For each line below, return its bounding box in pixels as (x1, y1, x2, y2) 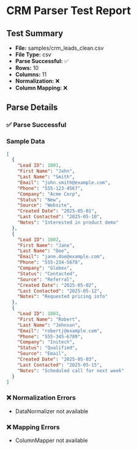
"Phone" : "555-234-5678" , (17, 259, 84, 265)
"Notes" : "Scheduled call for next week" (17, 367, 124, 374)
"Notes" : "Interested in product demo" (17, 219, 119, 226)
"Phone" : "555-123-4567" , (17, 185, 84, 191)
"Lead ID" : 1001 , (17, 162, 62, 169)
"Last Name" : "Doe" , (17, 248, 70, 254)
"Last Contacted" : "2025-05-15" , (17, 362, 103, 368)
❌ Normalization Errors (6, 394, 76, 402)
